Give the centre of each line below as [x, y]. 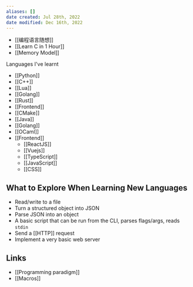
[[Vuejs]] [34, 151]
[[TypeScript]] [40, 157]
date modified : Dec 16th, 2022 [44, 22]
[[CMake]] [27, 113]
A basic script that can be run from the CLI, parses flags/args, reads [97, 221]
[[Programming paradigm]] [47, 272]
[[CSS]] [33, 169]
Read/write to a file [37, 202]
